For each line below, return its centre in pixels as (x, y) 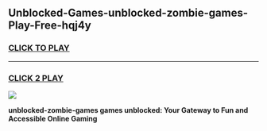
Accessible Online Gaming (53, 118)
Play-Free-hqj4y (50, 26)
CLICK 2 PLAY (36, 78)
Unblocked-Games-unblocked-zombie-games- (128, 13)
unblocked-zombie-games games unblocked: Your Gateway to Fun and (128, 110)
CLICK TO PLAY (39, 48)
